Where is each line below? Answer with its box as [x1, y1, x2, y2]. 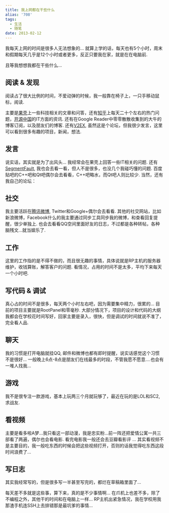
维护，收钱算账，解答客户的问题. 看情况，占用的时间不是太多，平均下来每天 [5, 264, 162, 270]
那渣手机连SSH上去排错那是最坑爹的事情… [5, 502, 93, 508]
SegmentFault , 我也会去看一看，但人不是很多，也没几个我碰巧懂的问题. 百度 [5, 165, 162, 171]
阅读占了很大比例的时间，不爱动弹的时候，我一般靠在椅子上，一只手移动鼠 [5, 93, 159, 99]
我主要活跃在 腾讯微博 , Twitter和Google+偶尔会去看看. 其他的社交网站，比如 [5, 208, 162, 214]
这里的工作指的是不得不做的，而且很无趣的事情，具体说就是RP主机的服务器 [5, 258, 161, 264]
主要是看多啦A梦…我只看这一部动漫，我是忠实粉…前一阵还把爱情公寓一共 [5, 430, 157, 436]
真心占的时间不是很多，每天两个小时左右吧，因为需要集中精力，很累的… [5, 301, 155, 307]
